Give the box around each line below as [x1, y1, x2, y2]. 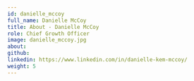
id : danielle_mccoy [7, 10, 65, 18]
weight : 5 [7, 63, 37, 70]
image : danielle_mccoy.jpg [7, 37, 87, 44]
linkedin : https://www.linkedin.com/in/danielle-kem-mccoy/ [7, 56, 188, 63]
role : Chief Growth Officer [7, 30, 90, 37]
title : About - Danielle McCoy [7, 23, 99, 30]
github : [7, 50, 30, 57]
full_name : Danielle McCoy [7, 17, 87, 24]
